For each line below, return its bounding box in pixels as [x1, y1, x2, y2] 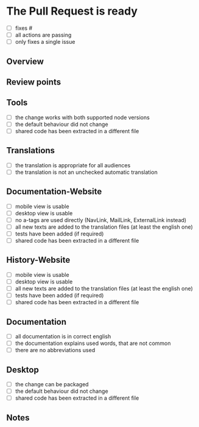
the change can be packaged [15, 380, 89, 387]
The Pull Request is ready [6, 4, 138, 18]
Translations [6, 145, 55, 156]
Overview [6, 56, 44, 66]
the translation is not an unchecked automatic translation [15, 168, 158, 176]
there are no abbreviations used [15, 347, 96, 354]
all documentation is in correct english [15, 333, 111, 340]
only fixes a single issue [15, 38, 75, 46]
